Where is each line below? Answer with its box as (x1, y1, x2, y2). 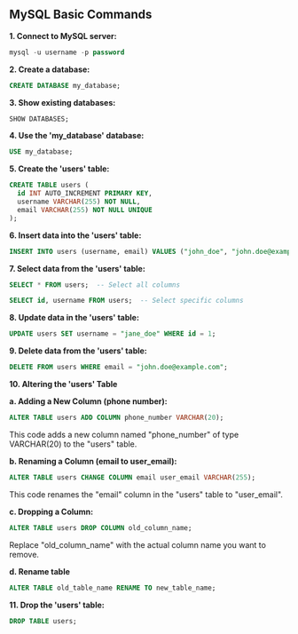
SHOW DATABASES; (9, 115, 69, 123)
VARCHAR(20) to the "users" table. (9, 439, 137, 449)
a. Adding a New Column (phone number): (9, 396, 168, 407)
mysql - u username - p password (9, 48, 125, 57)
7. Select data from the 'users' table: (9, 263, 146, 273)
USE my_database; (9, 147, 74, 156)
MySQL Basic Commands (9, 7, 153, 22)
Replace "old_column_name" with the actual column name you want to (9, 539, 266, 550)
